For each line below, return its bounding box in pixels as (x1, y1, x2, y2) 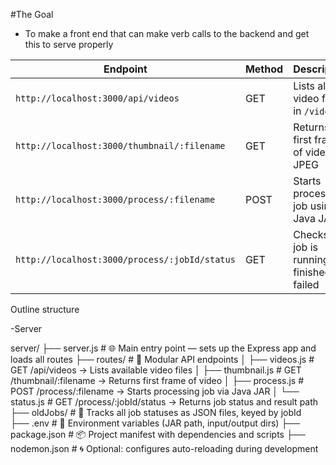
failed (293, 278, 320, 291)
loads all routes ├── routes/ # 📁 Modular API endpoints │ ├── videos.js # (10, 354, 315, 365)
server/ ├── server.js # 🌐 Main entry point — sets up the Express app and (10, 342, 317, 354)
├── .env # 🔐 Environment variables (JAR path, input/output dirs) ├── (10, 417, 301, 429)
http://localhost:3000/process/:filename (15, 194, 216, 205)
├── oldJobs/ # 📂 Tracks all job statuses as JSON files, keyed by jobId (10, 407, 302, 418)
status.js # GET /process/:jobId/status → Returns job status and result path (10, 396, 319, 408)
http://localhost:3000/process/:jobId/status (15, 254, 236, 265)
